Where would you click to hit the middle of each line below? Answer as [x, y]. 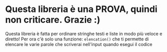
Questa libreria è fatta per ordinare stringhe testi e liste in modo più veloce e [84, 33]
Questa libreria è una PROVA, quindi [81, 9]
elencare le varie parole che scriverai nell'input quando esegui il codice [79, 44]
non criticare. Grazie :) [53, 20]
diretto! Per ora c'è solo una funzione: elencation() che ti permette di [77, 39]
